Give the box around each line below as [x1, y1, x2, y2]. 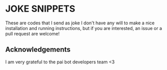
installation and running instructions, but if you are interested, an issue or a [5, 25, 162, 31]
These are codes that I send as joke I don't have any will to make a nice [5, 20, 155, 26]
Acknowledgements [5, 45, 71, 54]
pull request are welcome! [5, 30, 60, 37]
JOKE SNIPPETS [5, 3, 75, 15]
